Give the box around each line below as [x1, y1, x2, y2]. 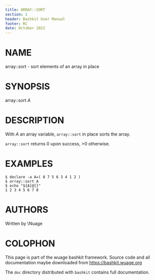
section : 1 [5, 12, 28, 17]
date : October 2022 [5, 26, 46, 31]
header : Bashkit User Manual [5, 16, 65, 21]
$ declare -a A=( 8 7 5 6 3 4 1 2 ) [5, 174, 81, 179]
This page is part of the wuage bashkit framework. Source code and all [5, 254, 150, 260]
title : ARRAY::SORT [5, 7, 46, 12]
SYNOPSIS [5, 81, 51, 92]
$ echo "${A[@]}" [5, 183, 41, 188]
